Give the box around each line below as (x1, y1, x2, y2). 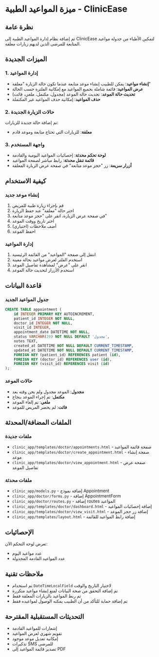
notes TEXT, (14, 339, 38, 344)
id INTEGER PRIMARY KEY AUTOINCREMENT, (14, 311, 95, 317)
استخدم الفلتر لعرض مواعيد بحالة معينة (12, 257, 83, 263)
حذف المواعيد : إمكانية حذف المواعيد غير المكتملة (12, 96, 101, 102)
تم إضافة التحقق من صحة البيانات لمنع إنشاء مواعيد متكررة (12, 588, 118, 594)
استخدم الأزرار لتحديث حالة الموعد (12, 267, 74, 273)
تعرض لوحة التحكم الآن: (5, 541, 48, 547)
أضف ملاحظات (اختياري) (12, 223, 57, 229)
